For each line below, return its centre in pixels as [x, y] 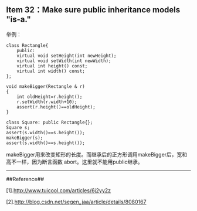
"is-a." [18, 20]
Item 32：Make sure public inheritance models [93, 10]
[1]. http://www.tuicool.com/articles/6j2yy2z [59, 190]
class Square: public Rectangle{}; [50, 122]
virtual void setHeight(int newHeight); [67, 56]
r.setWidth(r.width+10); [47, 102]
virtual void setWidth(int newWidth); [64, 61]
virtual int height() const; [52, 66]
